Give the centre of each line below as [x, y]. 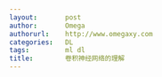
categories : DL [41, 42]
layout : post [45, 17]
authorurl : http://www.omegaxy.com [81, 34]
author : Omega [48, 26]
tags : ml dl [48, 50]
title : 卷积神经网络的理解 [67, 58]
